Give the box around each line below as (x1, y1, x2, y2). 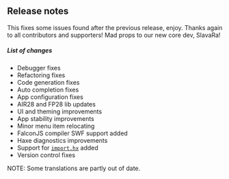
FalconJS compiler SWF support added (16, 129, 128, 137)
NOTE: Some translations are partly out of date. (7, 164, 141, 172)
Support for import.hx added (16, 143, 99, 152)
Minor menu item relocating (16, 122, 95, 130)
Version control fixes (16, 150, 76, 159)
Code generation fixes (16, 78, 80, 86)
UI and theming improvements (16, 107, 103, 115)
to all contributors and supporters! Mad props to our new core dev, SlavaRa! (7, 31, 221, 39)
